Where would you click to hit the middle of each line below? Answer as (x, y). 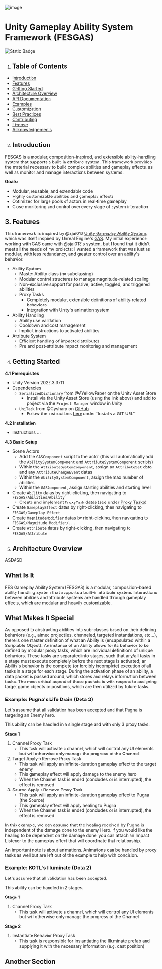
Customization (26, 109)
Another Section (30, 961)
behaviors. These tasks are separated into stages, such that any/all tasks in (80, 655)
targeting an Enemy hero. (30, 715)
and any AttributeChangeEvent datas (56, 472)
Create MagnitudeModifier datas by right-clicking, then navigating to (80, 518)
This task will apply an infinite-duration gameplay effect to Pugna (84, 795)
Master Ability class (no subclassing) (56, 274)
